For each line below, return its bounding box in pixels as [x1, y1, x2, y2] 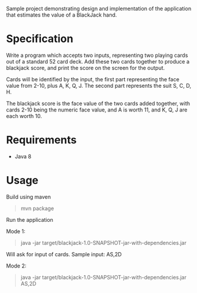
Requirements [6, 133, 77, 147]
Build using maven [6, 193, 51, 200]
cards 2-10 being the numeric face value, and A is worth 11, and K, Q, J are [6, 106, 188, 113]
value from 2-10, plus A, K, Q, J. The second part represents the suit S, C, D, [6, 82, 191, 89]
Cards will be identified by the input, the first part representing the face [6, 75, 179, 82]
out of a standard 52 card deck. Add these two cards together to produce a [6, 58, 190, 65]
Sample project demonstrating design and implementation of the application [6, 5, 192, 12]
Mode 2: [6, 262, 27, 269]
